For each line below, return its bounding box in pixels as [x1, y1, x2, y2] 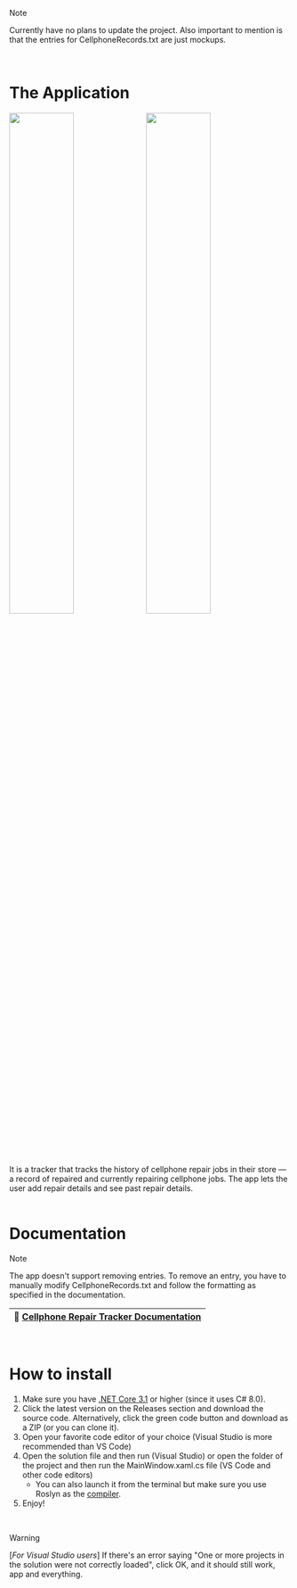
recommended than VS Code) [21, 1441, 132, 1452]
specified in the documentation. [9, 1289, 126, 1300]
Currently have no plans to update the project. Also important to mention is [9, 25, 283, 35]
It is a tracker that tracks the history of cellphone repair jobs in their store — [9, 1163, 287, 1174]
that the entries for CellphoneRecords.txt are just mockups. [9, 35, 227, 45]
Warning [9, 1532, 40, 1543]
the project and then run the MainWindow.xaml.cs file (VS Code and [21, 1460, 271, 1470]
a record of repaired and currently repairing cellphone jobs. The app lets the [9, 1173, 288, 1184]
